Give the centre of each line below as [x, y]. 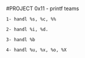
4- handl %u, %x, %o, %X [36, 50]
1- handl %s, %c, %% [31, 19]
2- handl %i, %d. [27, 29]
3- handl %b [21, 40]
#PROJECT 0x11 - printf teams [42, 8]
